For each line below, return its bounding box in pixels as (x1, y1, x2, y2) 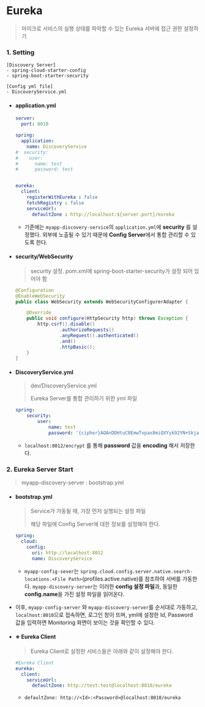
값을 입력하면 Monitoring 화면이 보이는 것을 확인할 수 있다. (15, 619, 155, 626)
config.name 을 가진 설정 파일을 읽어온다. (24, 590, 125, 598)
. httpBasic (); (59, 344, 95, 350)
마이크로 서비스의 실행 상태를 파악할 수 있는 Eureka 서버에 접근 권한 (21, 25, 182, 32)
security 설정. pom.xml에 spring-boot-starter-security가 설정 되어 (30, 267, 193, 275)
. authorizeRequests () (59, 327, 114, 333)
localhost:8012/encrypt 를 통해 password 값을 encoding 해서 (24, 441, 179, 449)
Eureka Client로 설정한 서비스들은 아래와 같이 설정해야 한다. (30, 648, 174, 655)
